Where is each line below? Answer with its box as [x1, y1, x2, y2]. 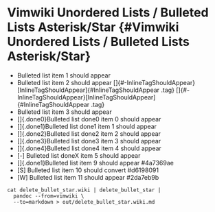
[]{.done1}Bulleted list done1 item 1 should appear [16, 122, 157, 130]
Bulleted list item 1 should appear [16, 71, 111, 80]
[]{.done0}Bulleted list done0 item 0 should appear [16, 115, 161, 123]
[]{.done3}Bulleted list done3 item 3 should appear [16, 137, 161, 145]
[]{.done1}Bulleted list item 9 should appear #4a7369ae [16, 158, 174, 167]
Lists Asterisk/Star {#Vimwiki [7, 19, 179, 35]
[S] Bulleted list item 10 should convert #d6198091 [16, 166, 159, 174]
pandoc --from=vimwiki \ [13, 192, 84, 200]
